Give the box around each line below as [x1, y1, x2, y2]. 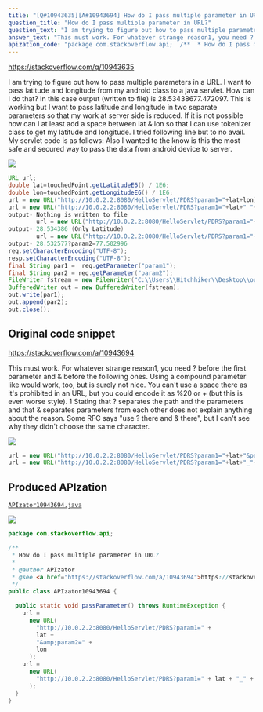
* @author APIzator [11, 566, 76, 574]
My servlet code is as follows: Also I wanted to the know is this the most [8, 136, 240, 145]
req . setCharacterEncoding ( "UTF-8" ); [8, 246, 128, 255]
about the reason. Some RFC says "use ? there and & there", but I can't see [8, 413, 250, 422]
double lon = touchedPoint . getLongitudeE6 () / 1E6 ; [8, 188, 174, 196]
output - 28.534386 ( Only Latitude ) [8, 225, 124, 233]
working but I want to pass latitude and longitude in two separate [8, 103, 218, 112]
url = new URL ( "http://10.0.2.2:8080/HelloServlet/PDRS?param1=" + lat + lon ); [8, 195, 261, 204]
